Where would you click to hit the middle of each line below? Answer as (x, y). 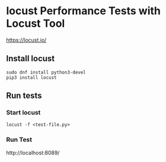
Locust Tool (36, 23)
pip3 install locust (32, 77)
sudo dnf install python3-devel (46, 72)
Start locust (23, 113)
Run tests (24, 96)
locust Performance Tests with (84, 11)
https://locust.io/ (26, 40)
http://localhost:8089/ (33, 153)
